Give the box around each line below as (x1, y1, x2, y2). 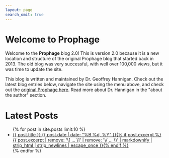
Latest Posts (5, 110, 58, 121)
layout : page (5, 7, 33, 13)
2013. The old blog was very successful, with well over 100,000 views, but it (5, 61, 163, 67)
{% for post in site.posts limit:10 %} (12, 126, 86, 132)
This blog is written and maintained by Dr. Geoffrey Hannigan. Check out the (5, 76, 163, 82)
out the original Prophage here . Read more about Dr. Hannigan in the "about (5, 87, 162, 93)
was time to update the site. (5, 66, 63, 72)
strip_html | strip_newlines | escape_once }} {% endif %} (12, 142, 129, 148)
